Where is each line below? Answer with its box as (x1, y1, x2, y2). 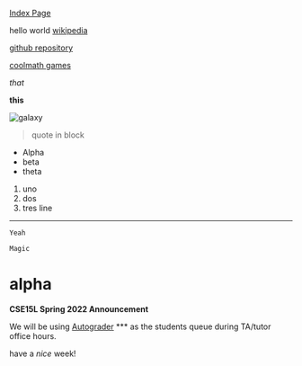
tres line (22, 202, 53, 213)
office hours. (9, 330, 57, 341)
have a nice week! (9, 348, 76, 359)
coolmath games (9, 60, 72, 70)
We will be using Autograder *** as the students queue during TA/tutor (9, 321, 271, 332)
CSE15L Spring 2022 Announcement (9, 303, 149, 314)
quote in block (31, 129, 85, 140)
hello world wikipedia (9, 25, 88, 35)
